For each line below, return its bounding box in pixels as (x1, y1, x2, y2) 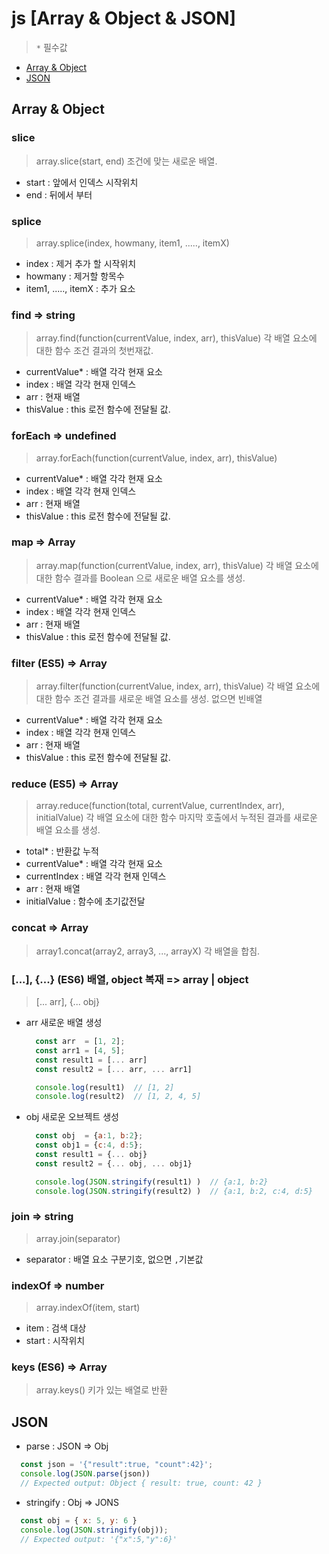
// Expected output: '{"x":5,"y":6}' (20, 1534, 178, 1544)
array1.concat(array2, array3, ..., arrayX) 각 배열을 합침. (35, 945, 261, 957)
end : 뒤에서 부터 (25, 188, 93, 201)
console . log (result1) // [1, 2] (35, 1082, 175, 1092)
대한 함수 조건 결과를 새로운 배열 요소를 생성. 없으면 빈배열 (35, 693, 263, 705)
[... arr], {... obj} (35, 996, 100, 1007)
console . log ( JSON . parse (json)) (20, 1469, 151, 1479)
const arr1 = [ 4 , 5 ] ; (35, 1045, 126, 1056)
